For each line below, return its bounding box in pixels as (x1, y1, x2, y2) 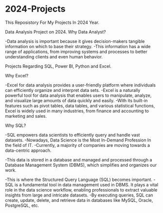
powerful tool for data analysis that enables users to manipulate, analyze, (5, 92, 152, 98)
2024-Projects (5, 3, 66, 15)
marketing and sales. (5, 113, 47, 119)
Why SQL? (5, 123, 26, 128)
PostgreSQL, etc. (5, 202, 39, 208)
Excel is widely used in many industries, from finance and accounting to (5, 108, 149, 114)
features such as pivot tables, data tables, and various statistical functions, (5, 103, 155, 108)
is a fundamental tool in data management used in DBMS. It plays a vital (14, 181, 159, 188)
